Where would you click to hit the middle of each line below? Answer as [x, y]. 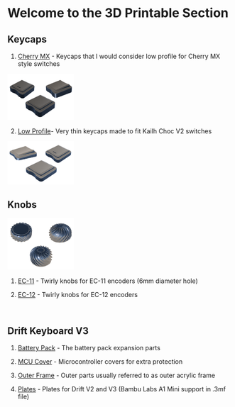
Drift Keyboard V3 [48, 331]
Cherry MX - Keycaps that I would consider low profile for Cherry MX [119, 56]
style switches [39, 64]
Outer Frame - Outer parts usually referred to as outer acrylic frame [116, 375]
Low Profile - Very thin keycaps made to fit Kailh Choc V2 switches [115, 131]
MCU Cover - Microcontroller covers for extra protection [100, 362]
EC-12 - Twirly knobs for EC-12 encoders [78, 295]
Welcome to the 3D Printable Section [118, 13]
